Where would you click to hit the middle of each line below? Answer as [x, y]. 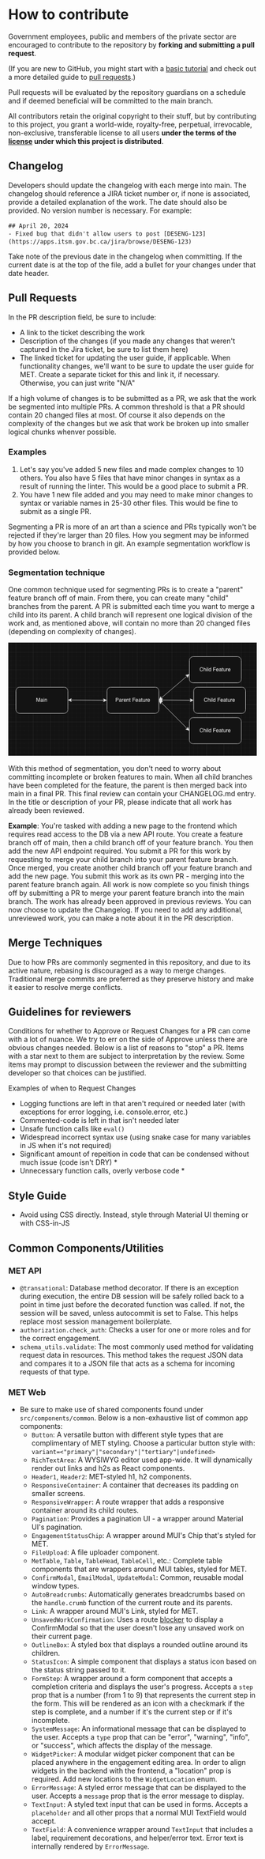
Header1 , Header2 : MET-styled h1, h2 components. [111, 1477]
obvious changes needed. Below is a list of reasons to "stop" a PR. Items [126, 1048]
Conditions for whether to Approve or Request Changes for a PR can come [129, 1031]
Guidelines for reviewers [70, 1013]
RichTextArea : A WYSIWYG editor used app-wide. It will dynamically [142, 1460]
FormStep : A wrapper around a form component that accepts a [132, 1679]
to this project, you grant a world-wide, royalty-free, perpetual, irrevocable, [130, 124]
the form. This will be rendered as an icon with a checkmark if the [138, 1704]
